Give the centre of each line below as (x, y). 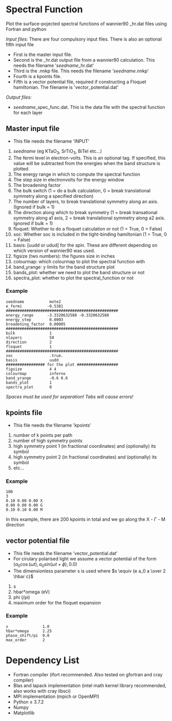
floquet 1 (29, 347)
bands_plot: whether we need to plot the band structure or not (79, 272)
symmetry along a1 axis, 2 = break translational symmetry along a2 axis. (89, 218)
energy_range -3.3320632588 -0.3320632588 (58, 315)
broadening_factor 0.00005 (36, 324)
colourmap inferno (36, 373)
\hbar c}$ (23, 576)
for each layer (28, 112)
